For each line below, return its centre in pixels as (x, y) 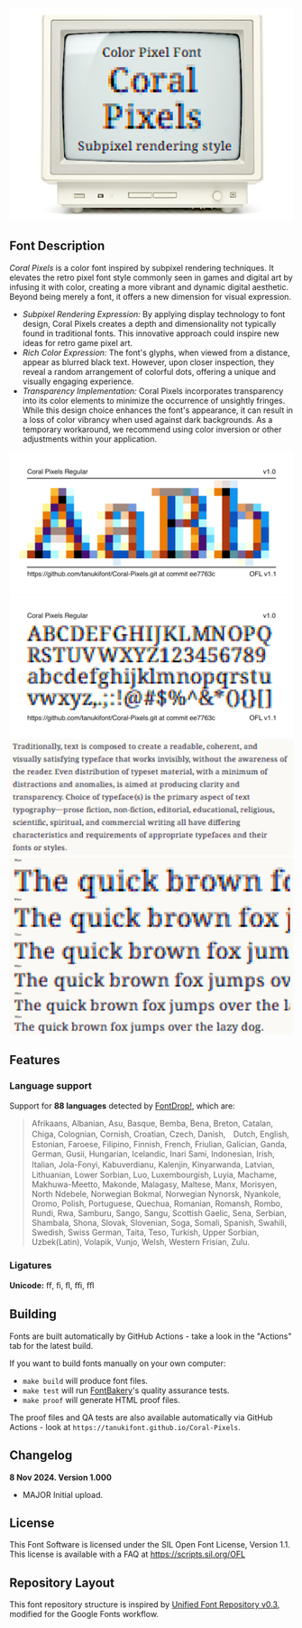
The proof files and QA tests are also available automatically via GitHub (141, 1417)
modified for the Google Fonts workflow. (84, 1614)
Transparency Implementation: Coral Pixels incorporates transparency (153, 390)
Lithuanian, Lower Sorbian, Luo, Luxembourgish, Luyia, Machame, (154, 1174)
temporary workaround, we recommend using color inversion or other (152, 429)
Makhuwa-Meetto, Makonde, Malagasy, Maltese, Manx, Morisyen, (154, 1184)
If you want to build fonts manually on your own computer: (118, 1363)
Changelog (41, 1456)
